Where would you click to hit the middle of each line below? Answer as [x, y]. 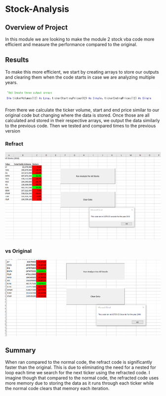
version [13, 131]
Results [17, 60]
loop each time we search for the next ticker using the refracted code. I [78, 373]
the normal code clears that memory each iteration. [57, 389]
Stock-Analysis [37, 9]
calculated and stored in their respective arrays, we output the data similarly [83, 120]
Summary [21, 350]
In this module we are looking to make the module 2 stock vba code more [80, 39]
